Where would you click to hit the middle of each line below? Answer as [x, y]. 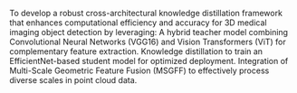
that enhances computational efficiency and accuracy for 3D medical [138, 23]
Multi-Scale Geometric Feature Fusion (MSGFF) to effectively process [139, 70]
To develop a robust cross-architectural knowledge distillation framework [146, 13]
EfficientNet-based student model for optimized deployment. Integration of [149, 61]
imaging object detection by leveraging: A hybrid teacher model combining [148, 32]
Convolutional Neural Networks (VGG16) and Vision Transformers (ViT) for [148, 42]
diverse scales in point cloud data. [73, 80]
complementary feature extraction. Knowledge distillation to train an [136, 51]
